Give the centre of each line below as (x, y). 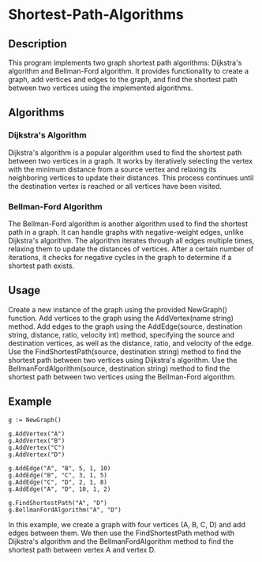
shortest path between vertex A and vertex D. (82, 549)
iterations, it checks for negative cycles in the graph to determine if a (120, 257)
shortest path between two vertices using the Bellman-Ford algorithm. (122, 376)
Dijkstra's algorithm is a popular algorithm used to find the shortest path (125, 153)
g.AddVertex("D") (37, 455)
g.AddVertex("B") (37, 440)
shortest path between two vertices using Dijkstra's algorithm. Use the (123, 360)
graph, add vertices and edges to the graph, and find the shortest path (123, 79)
